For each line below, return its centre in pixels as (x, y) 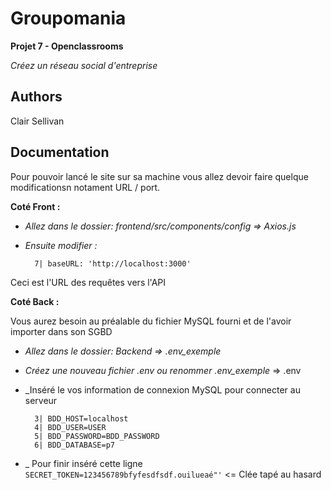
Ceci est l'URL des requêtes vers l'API (88, 282)
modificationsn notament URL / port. (85, 187)
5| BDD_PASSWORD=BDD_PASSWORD (97, 436)
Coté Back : (35, 301)
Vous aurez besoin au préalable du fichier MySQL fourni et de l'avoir (151, 321)
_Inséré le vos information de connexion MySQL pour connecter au (162, 389)
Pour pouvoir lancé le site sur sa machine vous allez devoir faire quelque (159, 176)
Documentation (60, 152)
